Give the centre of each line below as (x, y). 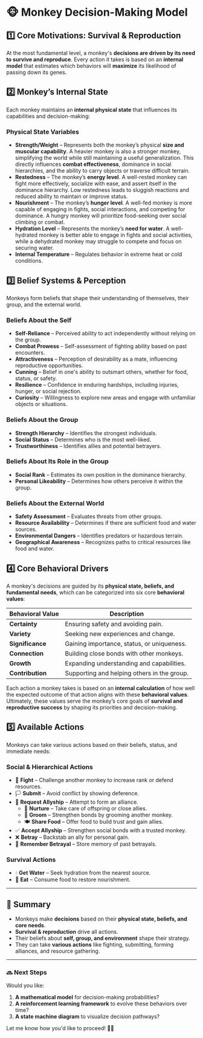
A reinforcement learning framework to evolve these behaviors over (101, 1004)
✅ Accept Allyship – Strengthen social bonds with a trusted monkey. (101, 830)
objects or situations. (41, 404)
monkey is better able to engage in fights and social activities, (116, 235)
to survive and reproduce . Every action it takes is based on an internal (95, 59)
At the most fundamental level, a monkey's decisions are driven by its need (101, 53)
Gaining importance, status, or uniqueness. (126, 643)
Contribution (28, 673)
